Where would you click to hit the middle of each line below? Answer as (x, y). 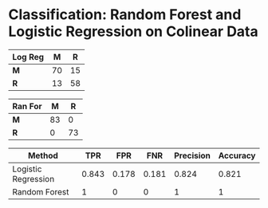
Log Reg (28, 57)
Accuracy (237, 155)
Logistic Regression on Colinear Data (134, 31)
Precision (193, 155)
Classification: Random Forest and (125, 15)
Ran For (27, 106)
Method (43, 155)
